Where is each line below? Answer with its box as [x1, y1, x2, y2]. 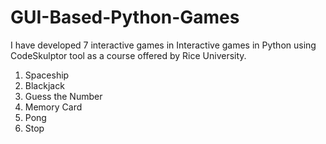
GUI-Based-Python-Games [10, 6, 240, 29]
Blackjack [24, 79, 65, 91]
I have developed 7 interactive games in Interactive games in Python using [10, 39, 317, 51]
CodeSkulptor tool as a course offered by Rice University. [10, 49, 247, 61]
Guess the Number [24, 90, 103, 102]
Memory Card [24, 101, 83, 113]
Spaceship [24, 69, 70, 81]
